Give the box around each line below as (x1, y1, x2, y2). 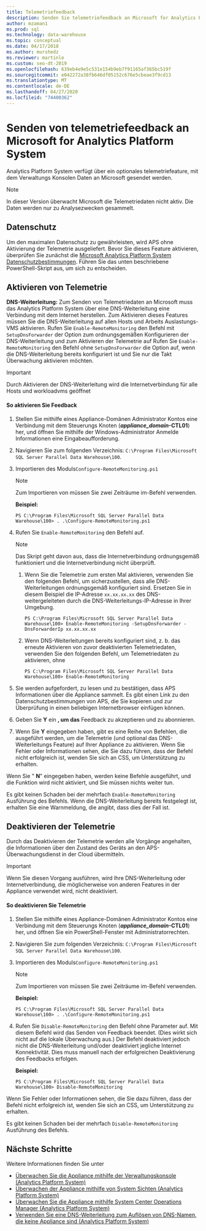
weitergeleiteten (24, 596, 66, 604)
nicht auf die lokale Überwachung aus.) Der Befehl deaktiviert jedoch (15, 1035, 190, 1043)
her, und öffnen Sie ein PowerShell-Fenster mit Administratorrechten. (15, 928, 190, 936)
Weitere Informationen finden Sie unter (6, 1160, 104, 1168)
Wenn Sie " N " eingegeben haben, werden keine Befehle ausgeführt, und (6, 772, 191, 779)
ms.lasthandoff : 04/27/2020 (6, 89, 78, 95)
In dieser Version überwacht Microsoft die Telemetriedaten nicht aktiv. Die (6, 198, 194, 205)
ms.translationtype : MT (6, 77, 67, 83)
